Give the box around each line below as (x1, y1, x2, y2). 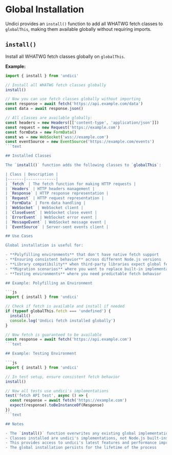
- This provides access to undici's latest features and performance (5, 440, 157, 445)
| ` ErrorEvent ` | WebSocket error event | (5, 215, 97, 220)
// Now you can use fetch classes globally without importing (5, 97, 141, 102)
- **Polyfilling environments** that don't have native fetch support (5, 252, 159, 257)
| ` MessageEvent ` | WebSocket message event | (5, 219, 106, 224)
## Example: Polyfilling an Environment (5, 280, 93, 286)
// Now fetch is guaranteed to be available (5, 332, 102, 337)
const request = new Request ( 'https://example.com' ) (5, 125, 120, 130)
